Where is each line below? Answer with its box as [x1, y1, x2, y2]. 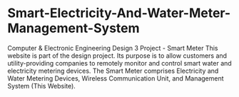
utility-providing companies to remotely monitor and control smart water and [7, 58, 232, 67]
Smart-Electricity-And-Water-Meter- [7, 5, 231, 21]
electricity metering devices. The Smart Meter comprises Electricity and [7, 66, 219, 75]
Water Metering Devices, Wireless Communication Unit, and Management [7, 73, 224, 83]
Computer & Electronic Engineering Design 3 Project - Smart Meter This [7, 44, 219, 52]
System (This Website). [7, 81, 76, 90]
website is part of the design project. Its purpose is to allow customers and [7, 51, 227, 60]
